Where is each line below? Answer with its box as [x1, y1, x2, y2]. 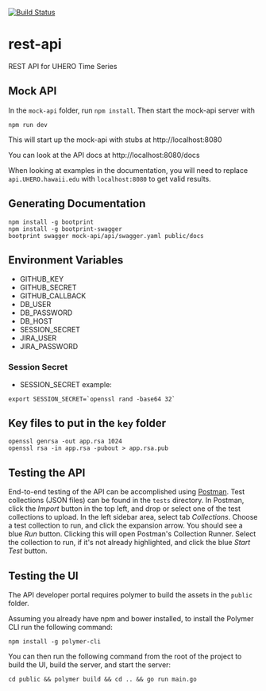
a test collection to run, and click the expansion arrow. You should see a [8, 520, 244, 531]
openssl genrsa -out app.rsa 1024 [8, 437, 123, 446]
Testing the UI [8, 569, 79, 582]
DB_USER [19, 300, 52, 309]
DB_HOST [19, 317, 53, 326]
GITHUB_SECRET [19, 282, 77, 293]
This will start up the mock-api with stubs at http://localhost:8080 [8, 135, 222, 144]
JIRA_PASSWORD [19, 342, 79, 351]
